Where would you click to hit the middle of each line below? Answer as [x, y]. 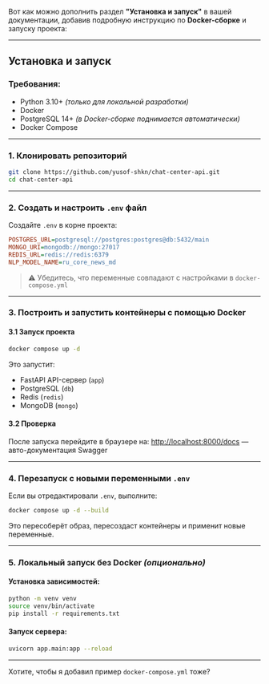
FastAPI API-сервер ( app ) [62, 379]
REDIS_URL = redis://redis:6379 [59, 255]
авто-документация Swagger [58, 450]
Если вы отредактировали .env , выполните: [83, 496]
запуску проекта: [38, 28]
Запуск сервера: [38, 632]
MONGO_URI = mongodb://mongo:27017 [64, 247]
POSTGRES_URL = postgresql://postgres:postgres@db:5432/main [109, 240]
